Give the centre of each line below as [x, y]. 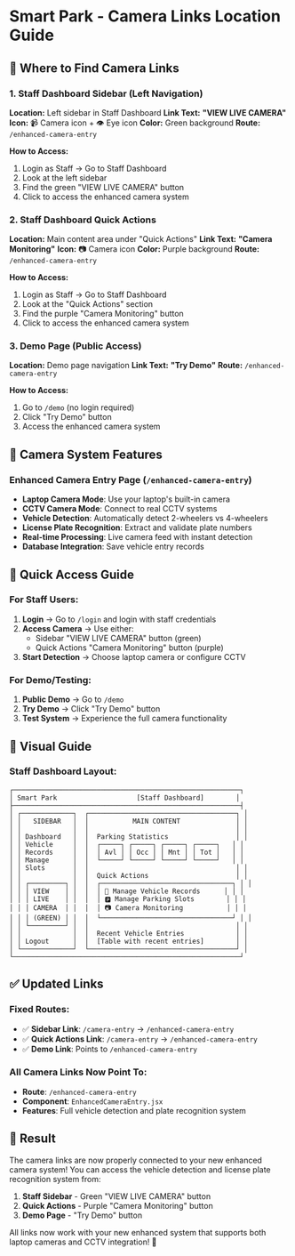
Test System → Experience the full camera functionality [124, 719]
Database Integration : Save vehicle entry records [113, 547]
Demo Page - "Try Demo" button [82, 1215]
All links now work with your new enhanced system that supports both [138, 1232]
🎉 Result [32, 1139]
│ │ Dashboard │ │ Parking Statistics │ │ [129, 837]
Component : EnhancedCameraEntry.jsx [92, 1101]
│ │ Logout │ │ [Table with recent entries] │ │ [129, 941]
